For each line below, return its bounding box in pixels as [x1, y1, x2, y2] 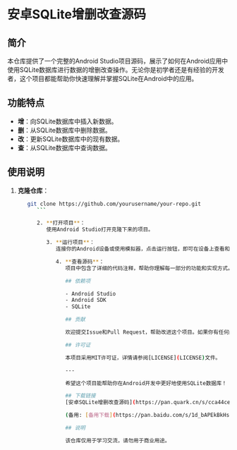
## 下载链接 [65, 392, 97, 399]
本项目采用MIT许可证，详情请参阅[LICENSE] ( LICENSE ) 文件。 [65, 354, 221, 361]
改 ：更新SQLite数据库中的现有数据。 [17, 135, 124, 143]
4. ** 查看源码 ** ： [55, 258, 104, 265]
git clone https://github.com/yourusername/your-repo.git [27, 200, 202, 207]
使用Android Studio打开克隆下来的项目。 [46, 226, 154, 233]
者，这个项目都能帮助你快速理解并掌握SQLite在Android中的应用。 [7, 75, 198, 83]
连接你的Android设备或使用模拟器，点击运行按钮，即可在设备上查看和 [55, 245, 231, 253]
